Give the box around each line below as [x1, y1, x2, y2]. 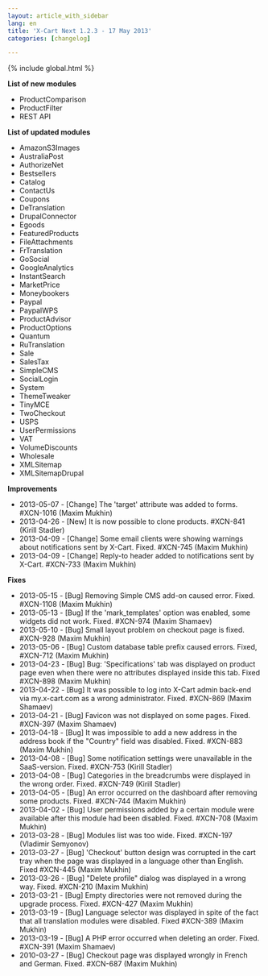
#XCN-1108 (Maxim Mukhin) [19, 600, 113, 609]
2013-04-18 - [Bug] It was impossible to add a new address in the [19, 728, 237, 737]
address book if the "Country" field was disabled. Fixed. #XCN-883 [19, 737, 243, 746]
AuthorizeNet [19, 160, 64, 170]
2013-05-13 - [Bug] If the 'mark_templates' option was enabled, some [19, 608, 251, 617]
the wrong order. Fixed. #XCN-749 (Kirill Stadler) [19, 779, 181, 789]
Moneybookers [19, 289, 70, 298]
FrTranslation [19, 246, 64, 255]
